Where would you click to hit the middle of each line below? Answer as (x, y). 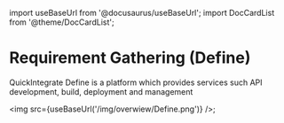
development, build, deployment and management (101, 91)
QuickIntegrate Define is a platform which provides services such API (136, 82)
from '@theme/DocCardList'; (62, 22)
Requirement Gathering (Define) (130, 58)
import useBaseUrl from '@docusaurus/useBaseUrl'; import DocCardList (142, 13)
